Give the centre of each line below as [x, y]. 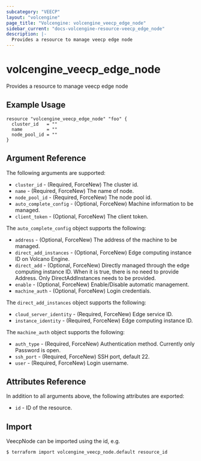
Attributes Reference [46, 381]
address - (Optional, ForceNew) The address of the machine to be [96, 240]
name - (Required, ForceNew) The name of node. [74, 191]
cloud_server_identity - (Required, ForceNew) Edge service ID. [94, 314]
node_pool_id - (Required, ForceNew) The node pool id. [83, 197]
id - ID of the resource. [43, 408]
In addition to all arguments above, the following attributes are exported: [95, 396]
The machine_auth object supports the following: [65, 332]
